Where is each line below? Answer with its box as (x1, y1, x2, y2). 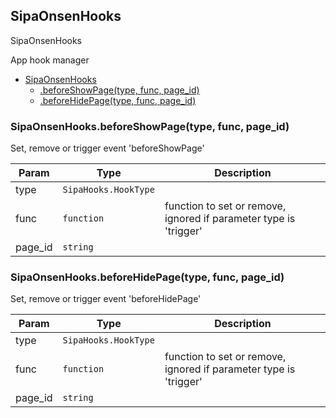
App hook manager (10, 54, 90, 66)
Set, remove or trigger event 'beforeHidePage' (10, 293, 202, 305)
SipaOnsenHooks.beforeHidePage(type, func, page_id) (10, 270, 285, 284)
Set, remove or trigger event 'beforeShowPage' (10, 142, 205, 154)
